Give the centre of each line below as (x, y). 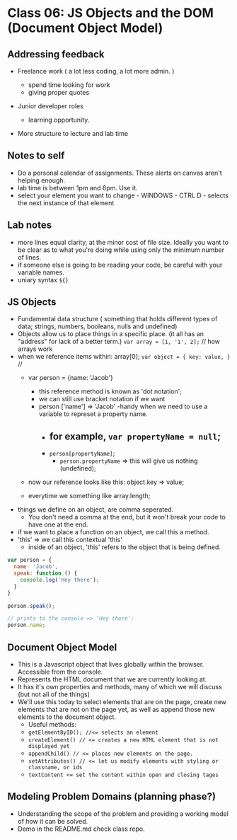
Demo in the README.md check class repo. (81, 829)
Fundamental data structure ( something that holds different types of (117, 319)
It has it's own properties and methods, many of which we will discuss (120, 686)
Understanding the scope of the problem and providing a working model (123, 813)
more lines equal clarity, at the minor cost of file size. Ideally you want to (123, 242)
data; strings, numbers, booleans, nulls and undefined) (97, 326)
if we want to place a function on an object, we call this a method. (113, 532)
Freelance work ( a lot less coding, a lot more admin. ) (96, 71)
